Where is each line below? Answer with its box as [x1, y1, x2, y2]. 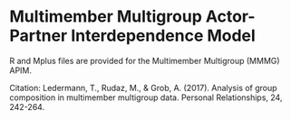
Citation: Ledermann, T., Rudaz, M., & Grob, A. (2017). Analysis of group [9, 82, 278, 93]
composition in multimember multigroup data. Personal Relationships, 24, [9, 92, 283, 103]
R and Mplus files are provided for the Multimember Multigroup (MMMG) [9, 55, 280, 66]
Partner [9, 25, 68, 46]
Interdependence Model [71, 25, 256, 46]
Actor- [205, 6, 256, 27]
